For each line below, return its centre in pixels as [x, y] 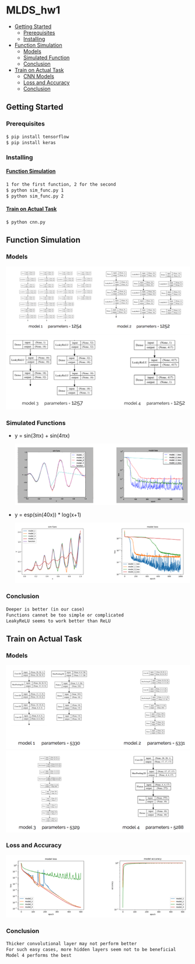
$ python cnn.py [26, 222]
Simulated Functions [36, 423]
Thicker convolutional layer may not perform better [72, 944]
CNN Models [39, 76]
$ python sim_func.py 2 [35, 196]
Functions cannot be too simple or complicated [65, 615]
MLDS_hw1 [33, 10]
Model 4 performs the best [39, 956]
